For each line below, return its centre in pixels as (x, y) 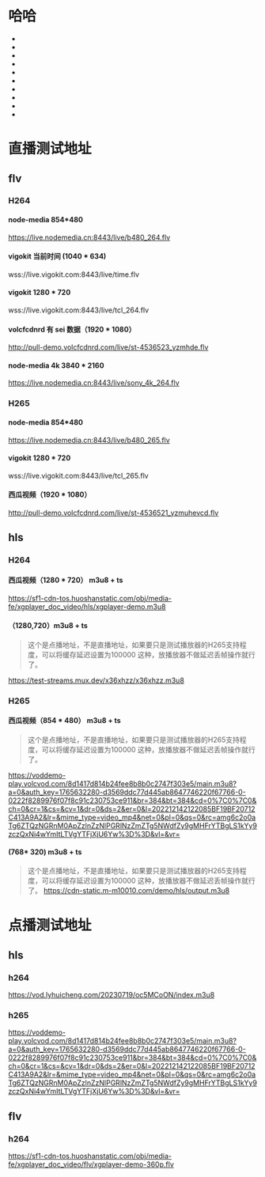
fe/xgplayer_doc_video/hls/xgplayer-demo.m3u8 (87, 607)
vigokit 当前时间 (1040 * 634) (57, 256)
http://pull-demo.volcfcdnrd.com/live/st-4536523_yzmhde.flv (108, 347)
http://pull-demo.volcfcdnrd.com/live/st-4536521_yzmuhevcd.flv (114, 513)
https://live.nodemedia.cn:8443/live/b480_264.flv (89, 237)
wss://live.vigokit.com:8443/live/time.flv (74, 274)
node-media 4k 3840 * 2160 (56, 365)
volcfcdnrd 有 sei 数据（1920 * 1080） (72, 329)
